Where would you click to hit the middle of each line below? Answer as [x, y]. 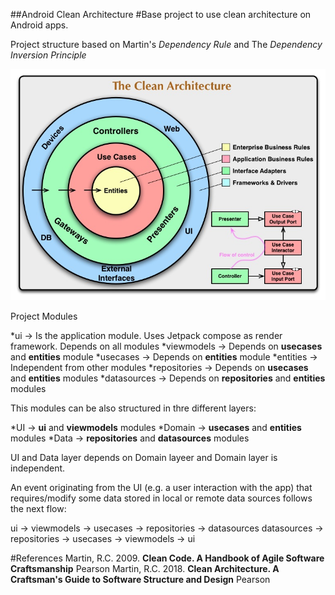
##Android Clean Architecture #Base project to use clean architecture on [161, 14]
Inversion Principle [48, 55]
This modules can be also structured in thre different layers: [133, 408]
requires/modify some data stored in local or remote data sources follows [161, 498]
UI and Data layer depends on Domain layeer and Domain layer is [144, 458]
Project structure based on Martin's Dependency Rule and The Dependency [166, 44]
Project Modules [44, 316]
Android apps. [39, 25]
